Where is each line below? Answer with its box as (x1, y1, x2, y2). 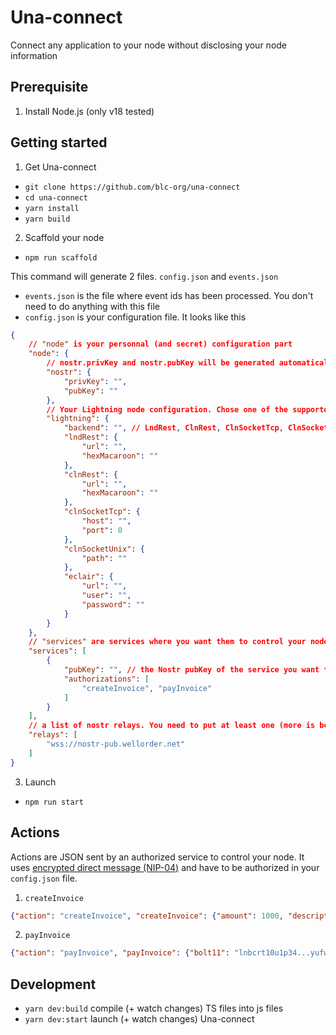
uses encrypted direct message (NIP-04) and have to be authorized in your (10, 861, 320, 873)
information (10, 49, 58, 61)
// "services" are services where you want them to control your (28, 637, 307, 647)
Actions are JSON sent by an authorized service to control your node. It (10, 851, 305, 863)
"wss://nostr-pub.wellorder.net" (46, 739, 186, 750)
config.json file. (10, 872, 78, 884)
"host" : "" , (81, 516, 132, 526)
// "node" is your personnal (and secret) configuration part (28, 339, 293, 350)
